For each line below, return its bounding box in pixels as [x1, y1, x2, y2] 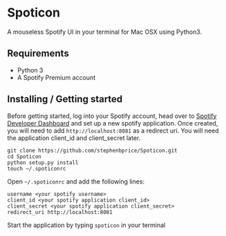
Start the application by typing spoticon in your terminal [7, 221, 166, 229]
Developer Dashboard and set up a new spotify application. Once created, [7, 119, 218, 127]
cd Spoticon [7, 153, 41, 160]
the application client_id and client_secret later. [7, 133, 141, 142]
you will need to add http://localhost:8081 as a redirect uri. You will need [7, 126, 219, 135]
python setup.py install [7, 159, 79, 166]
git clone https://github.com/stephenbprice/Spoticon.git [7, 147, 178, 154]
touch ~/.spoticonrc [7, 165, 67, 172]
